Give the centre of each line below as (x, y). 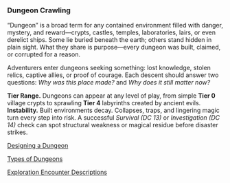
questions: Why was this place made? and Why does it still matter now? (109, 83)
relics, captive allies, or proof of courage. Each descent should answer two (113, 75)
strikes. (18, 132)
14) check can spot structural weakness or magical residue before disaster (113, 125)
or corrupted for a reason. (44, 54)
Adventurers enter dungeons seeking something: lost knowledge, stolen (109, 68)
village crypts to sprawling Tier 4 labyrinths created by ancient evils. (104, 103)
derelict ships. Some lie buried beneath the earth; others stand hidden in (110, 40)
